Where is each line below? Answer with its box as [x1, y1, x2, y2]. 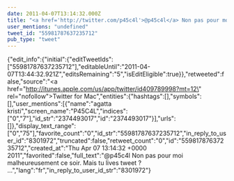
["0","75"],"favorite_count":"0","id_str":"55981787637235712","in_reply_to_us [7, 129, 226, 138]
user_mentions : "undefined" [7, 23, 89, 30]
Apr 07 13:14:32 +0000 [81, 144, 148, 152]
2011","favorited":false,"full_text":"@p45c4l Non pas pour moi [7, 151, 183, 160]
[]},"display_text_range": [7, 122, 77, 130]
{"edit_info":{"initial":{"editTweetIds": [7, 55, 114, 63]
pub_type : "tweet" [7, 36, 61, 43]
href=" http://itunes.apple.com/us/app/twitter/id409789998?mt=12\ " [7, 85, 202, 93]
